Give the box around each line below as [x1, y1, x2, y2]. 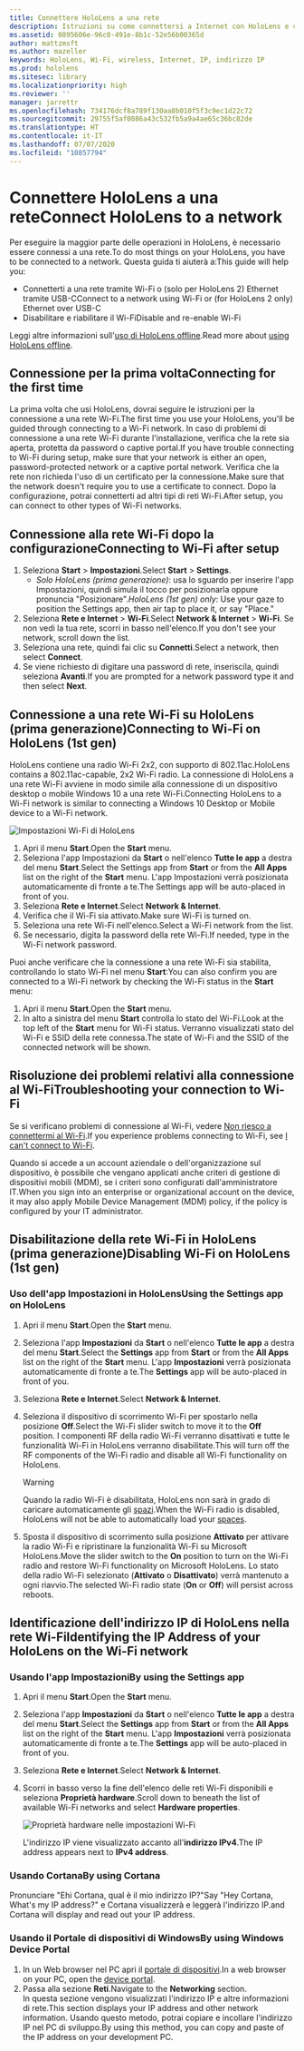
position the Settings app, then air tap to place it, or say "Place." [35, 604, 274, 614]
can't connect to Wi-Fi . [9, 1140, 95, 1151]
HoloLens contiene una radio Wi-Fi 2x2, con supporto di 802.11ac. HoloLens [9, 760, 290, 770]
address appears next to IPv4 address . [22, 1847, 169, 1858]
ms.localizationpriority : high [9, 81, 128, 90]
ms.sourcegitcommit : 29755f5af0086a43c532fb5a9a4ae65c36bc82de [9, 114, 253, 123]
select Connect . [22, 652, 83, 662]
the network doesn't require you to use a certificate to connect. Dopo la [9, 481, 277, 492]
